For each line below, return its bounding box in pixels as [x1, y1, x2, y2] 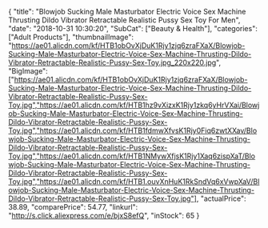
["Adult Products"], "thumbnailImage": [8, 32, 134, 42]
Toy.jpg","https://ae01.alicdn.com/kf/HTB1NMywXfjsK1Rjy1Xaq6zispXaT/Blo [8, 151, 256, 161]
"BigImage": [8, 66, 48, 75]
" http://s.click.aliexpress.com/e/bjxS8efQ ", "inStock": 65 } [8, 211, 200, 220]
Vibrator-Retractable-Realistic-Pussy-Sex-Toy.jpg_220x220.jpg [8, 58, 217, 67]
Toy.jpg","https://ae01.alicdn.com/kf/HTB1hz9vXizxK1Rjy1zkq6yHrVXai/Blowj [8, 100, 260, 110]
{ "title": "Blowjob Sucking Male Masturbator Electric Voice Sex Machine [8, 7, 246, 16]
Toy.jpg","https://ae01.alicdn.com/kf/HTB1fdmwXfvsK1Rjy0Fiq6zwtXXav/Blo [8, 126, 258, 135]
